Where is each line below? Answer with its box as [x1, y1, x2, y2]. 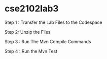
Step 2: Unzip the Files [4, 29, 51, 35]
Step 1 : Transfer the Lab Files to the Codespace [4, 19, 102, 25]
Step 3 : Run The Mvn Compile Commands [4, 38, 91, 45]
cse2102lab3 [4, 3, 59, 14]
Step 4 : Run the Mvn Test [4, 48, 58, 54]
